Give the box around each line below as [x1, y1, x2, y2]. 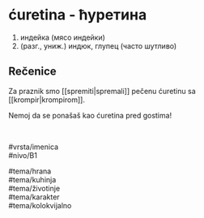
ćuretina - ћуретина [8, 6, 147, 24]
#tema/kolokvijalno [8, 200, 72, 210]
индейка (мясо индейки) [19, 32, 105, 42]
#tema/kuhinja [8, 174, 57, 184]
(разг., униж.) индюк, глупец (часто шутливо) [19, 41, 177, 50]
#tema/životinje [8, 183, 61, 193]
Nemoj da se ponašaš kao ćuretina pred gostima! [8, 110, 172, 120]
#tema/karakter [8, 192, 60, 202]
